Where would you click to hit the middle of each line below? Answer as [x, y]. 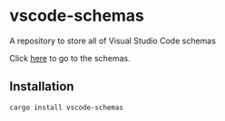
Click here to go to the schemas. [70, 58]
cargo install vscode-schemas [67, 107]
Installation [42, 87]
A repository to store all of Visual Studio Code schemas [112, 41]
